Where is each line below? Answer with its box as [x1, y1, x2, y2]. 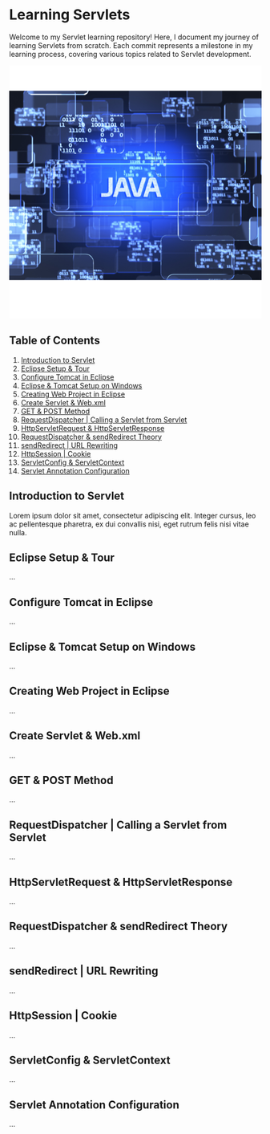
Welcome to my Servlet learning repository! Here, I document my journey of [9, 32, 260, 42]
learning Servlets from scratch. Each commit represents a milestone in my [9, 40, 253, 50]
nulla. [9, 527, 27, 537]
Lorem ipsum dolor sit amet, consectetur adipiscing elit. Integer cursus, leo [9, 510, 256, 520]
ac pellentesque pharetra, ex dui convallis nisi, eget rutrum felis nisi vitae [9, 519, 249, 529]
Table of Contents [9, 334, 101, 348]
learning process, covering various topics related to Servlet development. [9, 49, 252, 59]
